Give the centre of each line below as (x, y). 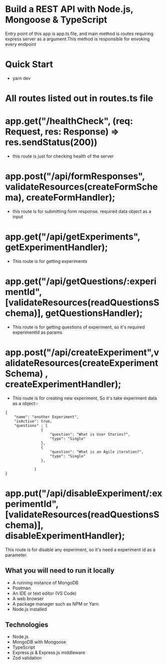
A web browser (28, 598)
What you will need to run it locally (60, 570)
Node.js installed (30, 609)
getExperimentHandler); (57, 247)
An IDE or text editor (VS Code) (44, 593)
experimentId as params (37, 332)
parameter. (16, 555)
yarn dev (21, 78)
